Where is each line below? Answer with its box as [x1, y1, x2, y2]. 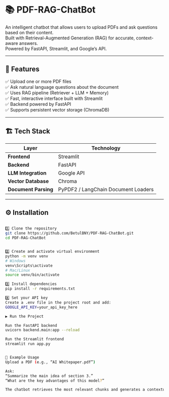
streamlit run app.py [5, 342, 51, 347]
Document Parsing [8, 186, 54, 193]
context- [135, 35, 154, 41]
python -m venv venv [5, 253, 49, 259]
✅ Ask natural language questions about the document [5, 84, 119, 90]
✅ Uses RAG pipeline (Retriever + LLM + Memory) [5, 89, 109, 96]
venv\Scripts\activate [5, 263, 53, 268]
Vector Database [8, 178, 49, 185]
